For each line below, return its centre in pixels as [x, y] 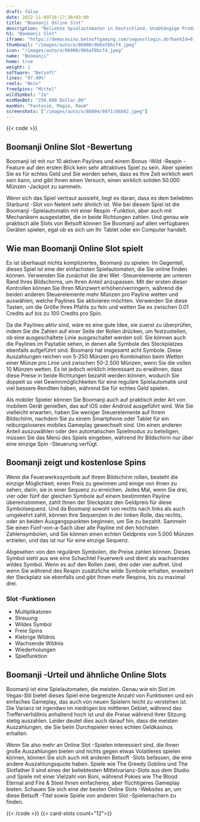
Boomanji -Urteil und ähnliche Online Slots [86, 675]
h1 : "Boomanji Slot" [32, 34]
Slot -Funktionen [31, 599]
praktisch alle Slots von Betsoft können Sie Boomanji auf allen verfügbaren [98, 223]
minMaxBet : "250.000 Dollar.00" [46, 100]
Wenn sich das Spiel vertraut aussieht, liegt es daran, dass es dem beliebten [100, 198]
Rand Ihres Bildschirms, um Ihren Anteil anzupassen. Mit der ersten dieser [97, 282]
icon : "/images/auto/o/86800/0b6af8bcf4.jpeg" [65, 51]
